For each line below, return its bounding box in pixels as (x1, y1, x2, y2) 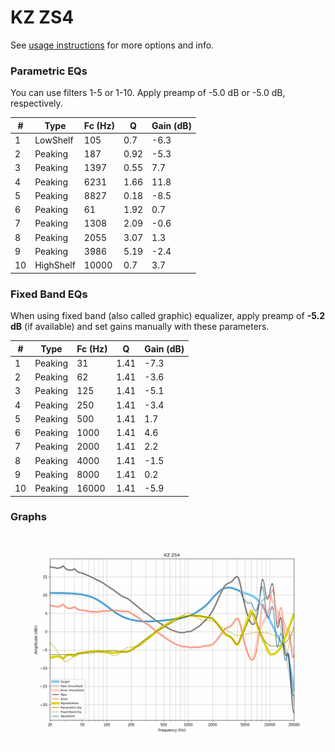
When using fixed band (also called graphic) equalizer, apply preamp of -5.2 (10, 310, 326, 322)
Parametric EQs (10, 64, 88, 78)
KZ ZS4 (10, 6, 75, 29)
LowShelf (34, 134, 74, 146)
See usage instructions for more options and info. (10, 39, 215, 51)
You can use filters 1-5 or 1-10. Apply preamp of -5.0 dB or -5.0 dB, (10, 87, 286, 99)
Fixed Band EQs (10, 287, 88, 301)
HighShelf (34, 259, 76, 271)
